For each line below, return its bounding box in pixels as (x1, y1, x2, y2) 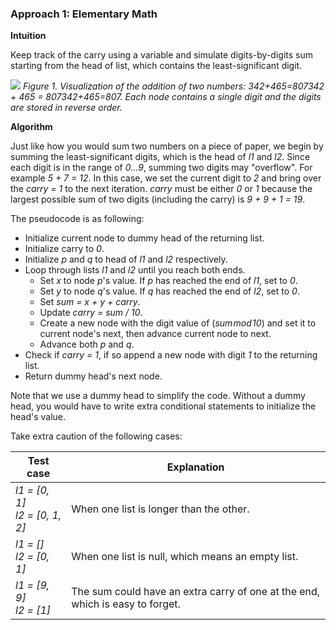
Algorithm (10, 121, 53, 133)
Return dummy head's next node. (24, 370, 163, 382)
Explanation (166, 460, 225, 474)
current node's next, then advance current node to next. (39, 328, 272, 340)
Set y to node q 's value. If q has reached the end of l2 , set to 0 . (39, 285, 300, 297)
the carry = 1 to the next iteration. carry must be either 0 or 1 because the (10, 183, 313, 195)
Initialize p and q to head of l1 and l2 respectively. (24, 253, 228, 266)
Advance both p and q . (39, 338, 135, 351)
